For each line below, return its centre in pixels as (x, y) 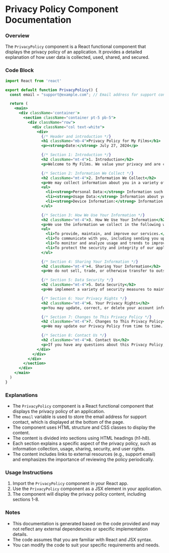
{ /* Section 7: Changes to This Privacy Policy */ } (96, 317)
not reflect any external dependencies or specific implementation (80, 529)
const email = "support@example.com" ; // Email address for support (83, 95)
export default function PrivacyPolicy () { (52, 90)
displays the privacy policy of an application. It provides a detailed (74, 52)
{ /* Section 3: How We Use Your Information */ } (93, 215)
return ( (19, 104)
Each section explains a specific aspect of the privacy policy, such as (84, 443)
